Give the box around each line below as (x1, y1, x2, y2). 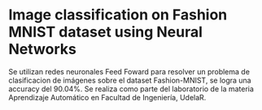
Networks (8, 40, 77, 58)
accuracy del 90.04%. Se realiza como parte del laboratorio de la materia (8, 83, 255, 94)
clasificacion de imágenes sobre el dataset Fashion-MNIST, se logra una (8, 75, 251, 85)
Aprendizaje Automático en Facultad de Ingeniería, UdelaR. (8, 92, 207, 102)
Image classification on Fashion (8, 6, 228, 24)
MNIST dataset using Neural (8, 23, 203, 41)
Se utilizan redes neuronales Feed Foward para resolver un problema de (8, 66, 251, 76)
